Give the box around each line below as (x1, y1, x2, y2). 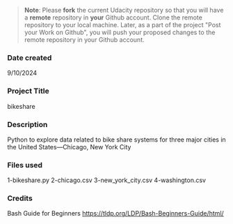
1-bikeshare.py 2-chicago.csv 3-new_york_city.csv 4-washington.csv (7, 176, 207, 184)
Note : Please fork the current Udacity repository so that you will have (24, 6, 224, 14)
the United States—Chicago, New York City (7, 142, 131, 151)
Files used (7, 160, 43, 170)
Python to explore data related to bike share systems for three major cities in (7, 135, 226, 144)
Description (7, 119, 48, 129)
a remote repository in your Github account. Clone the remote (24, 13, 203, 22)
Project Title (7, 87, 50, 96)
